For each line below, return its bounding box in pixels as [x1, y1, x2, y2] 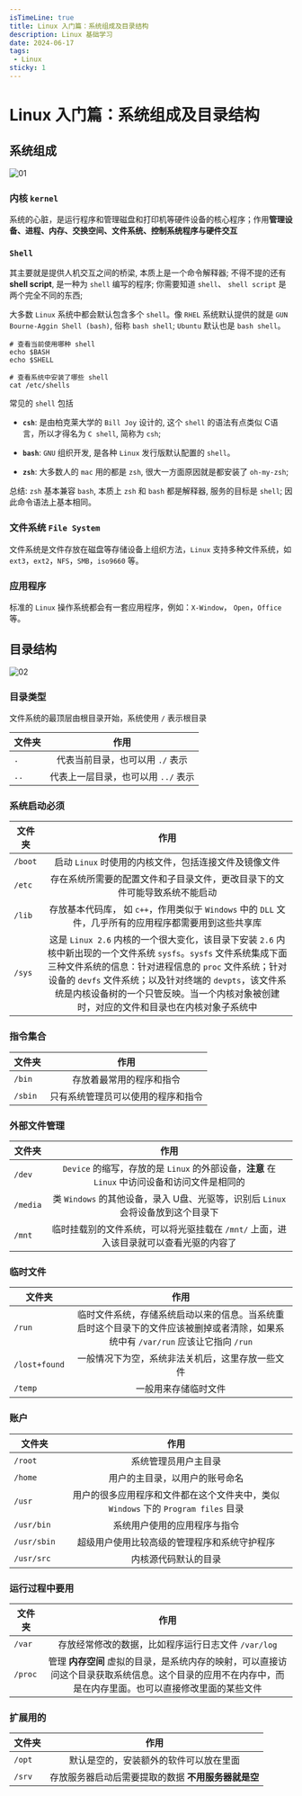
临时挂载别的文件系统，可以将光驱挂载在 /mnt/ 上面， [51, 1223, 279, 1236]
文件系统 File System [9, 522, 101, 534]
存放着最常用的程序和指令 [72, 1073, 182, 1086]
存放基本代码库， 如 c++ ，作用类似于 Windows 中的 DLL [49, 903, 274, 916]
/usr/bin [13, 1519, 51, 1530]
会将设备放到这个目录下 [120, 1206, 219, 1219]
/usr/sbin [13, 1536, 56, 1547]
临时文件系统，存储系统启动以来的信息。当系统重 [77, 1309, 285, 1321]
